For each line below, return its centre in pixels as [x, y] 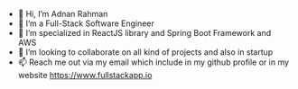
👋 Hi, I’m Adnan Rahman [63, 14]
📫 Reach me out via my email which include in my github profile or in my [154, 62]
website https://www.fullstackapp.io [85, 75]
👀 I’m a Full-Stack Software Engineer [86, 23]
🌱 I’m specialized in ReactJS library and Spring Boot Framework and [144, 33]
